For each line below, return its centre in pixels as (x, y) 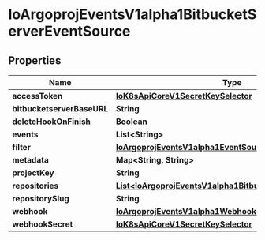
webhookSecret (43, 224)
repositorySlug (41, 199)
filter (22, 147)
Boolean (131, 122)
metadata (30, 160)
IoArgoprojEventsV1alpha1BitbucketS (132, 15)
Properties (35, 60)
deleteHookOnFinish (51, 122)
